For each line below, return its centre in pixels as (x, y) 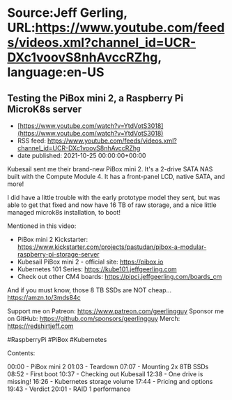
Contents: (21, 353)
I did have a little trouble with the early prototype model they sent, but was (114, 198)
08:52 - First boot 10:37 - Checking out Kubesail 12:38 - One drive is (105, 374)
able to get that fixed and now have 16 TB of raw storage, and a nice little (112, 205)
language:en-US (56, 72)
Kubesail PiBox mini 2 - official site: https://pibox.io (90, 262)
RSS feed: (32, 141)
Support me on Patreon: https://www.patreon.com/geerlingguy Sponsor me (116, 311)
